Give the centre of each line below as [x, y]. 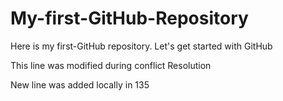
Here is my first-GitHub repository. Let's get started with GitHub [141, 46]
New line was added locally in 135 [80, 84]
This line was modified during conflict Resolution [111, 65]
